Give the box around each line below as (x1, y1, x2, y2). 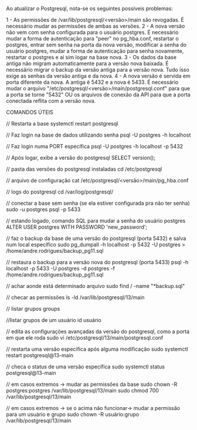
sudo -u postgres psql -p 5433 (6, 206, 81, 213)
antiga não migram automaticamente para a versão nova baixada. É (6, 60, 169, 67)
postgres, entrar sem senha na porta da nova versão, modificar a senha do (6, 41, 186, 48)
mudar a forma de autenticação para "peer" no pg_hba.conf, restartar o (6, 35, 179, 42)
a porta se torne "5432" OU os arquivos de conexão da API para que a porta (6, 91, 191, 98)
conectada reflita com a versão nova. (6, 97, 96, 104)
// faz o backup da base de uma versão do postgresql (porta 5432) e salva (6, 235, 186, 242)
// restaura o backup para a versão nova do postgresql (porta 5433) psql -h (6, 259, 189, 266)
